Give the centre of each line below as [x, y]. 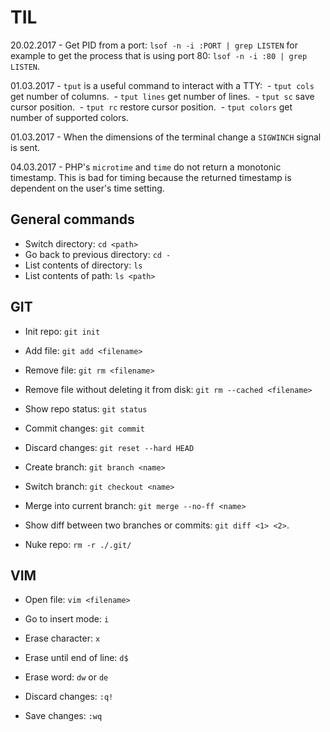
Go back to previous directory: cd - [98, 254]
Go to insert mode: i [67, 619]
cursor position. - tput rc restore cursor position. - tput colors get [151, 107]
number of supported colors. [69, 117]
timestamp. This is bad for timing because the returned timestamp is [151, 177]
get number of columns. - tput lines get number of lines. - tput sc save [162, 96]
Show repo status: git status [86, 408]
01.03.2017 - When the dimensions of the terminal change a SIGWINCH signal [166, 137]
